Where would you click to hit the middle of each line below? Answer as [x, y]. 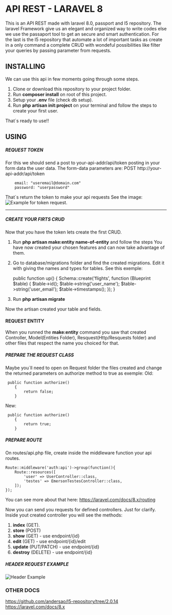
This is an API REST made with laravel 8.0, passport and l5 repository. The [83, 23]
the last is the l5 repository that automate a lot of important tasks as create [84, 40]
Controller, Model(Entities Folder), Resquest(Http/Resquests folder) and [81, 338]
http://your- [149, 168]
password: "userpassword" [42, 188]
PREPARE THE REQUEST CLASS [40, 355]
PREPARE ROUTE [24, 440]
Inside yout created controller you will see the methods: [64, 515]
